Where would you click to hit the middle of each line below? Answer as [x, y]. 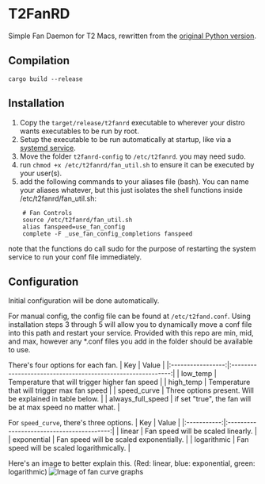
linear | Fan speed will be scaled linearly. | [189, 431]
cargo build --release [45, 79]
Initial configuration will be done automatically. [84, 301]
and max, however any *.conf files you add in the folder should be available [131, 341]
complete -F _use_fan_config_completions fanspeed [108, 234]
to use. [19, 350]
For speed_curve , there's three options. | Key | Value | [94, 423]
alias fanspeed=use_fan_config [74, 227]
